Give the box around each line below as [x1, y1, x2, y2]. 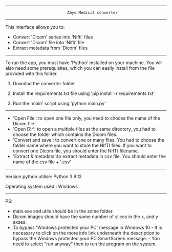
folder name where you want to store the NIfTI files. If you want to [12, 142, 152, 148]
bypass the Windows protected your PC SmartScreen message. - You [12, 236, 160, 241]
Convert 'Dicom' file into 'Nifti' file [12, 40, 84, 45]
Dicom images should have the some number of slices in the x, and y [12, 214, 159, 220]
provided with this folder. [5, 70, 58, 76]
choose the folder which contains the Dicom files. [12, 131, 118, 138]
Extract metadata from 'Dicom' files [12, 45, 88, 51]
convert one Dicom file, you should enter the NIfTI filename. [12, 148, 139, 154]
